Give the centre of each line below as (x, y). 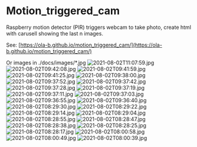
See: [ (13, 45)
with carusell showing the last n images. (55, 33)
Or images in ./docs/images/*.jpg (46, 63)
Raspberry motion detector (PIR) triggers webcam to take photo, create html (99, 27)
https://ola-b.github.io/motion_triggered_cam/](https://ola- (91, 45)
